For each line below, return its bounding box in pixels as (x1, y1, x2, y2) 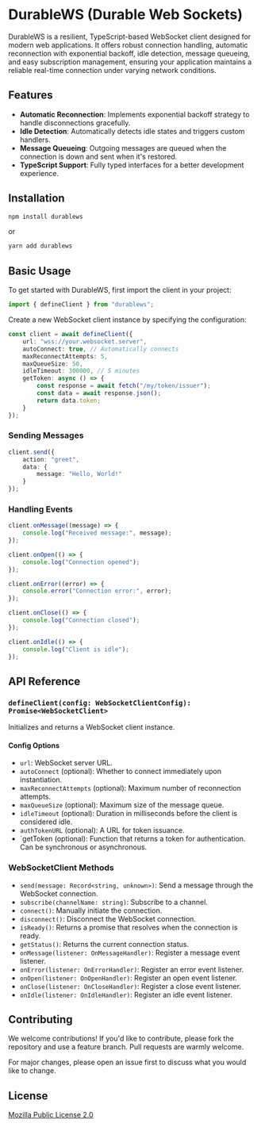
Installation (8, 192, 65, 205)
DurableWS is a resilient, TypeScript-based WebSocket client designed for (8, 32, 251, 41)
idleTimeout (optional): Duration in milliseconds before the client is (19, 809, 238, 818)
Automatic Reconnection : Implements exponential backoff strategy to (19, 109, 250, 119)
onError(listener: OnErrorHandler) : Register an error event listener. (19, 964, 244, 974)
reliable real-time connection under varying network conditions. (8, 65, 217, 75)
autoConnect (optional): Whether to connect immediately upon (19, 767, 222, 776)
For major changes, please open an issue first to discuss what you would (8, 1057, 247, 1068)
